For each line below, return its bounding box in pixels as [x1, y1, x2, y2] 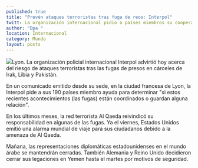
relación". [6, 101, 29, 108]
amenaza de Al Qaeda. [6, 131, 61, 139]
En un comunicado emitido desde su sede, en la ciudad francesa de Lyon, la [6, 82, 192, 89]
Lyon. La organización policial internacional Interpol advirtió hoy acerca [12, 58, 185, 65]
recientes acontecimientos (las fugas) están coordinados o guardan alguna [6, 95, 189, 102]
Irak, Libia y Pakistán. [6, 71, 58, 78]
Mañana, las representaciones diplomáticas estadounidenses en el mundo [6, 143, 187, 150]
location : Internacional [6, 31, 67, 37]
